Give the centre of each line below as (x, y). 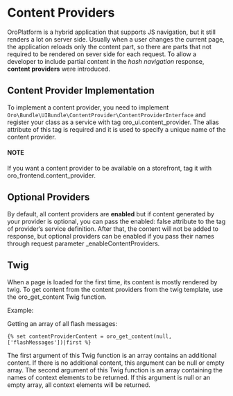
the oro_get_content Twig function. (57, 297)
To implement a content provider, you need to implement (88, 107)
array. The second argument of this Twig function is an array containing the (115, 370)
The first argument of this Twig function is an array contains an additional (112, 355)
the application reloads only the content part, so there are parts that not (109, 46)
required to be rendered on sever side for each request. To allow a (102, 54)
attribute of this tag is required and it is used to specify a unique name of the (116, 129)
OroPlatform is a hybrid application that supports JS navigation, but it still (112, 32)
